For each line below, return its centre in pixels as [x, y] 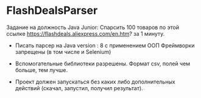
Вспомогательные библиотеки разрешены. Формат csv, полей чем [103, 64]
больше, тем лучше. [41, 70]
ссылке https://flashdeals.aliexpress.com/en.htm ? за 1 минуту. [86, 33]
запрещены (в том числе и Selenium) [63, 51]
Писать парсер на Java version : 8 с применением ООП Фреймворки [105, 45]
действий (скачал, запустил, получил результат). [79, 88]
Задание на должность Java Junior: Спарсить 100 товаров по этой [93, 27]
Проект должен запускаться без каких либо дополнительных [95, 82]
